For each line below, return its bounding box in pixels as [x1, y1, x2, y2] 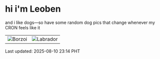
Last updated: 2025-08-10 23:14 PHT [5, 48, 80, 54]
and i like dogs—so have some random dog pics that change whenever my [5, 20, 155, 25]
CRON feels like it [5, 24, 40, 30]
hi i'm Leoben [5, 3, 61, 15]
